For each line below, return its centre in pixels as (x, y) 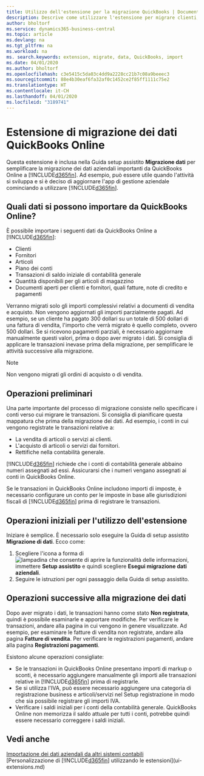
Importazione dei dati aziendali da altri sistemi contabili (75, 754)
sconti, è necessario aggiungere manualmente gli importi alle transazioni (106, 675)
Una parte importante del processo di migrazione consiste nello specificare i (102, 408)
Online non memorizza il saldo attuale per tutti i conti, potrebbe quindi (102, 714)
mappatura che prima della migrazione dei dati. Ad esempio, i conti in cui (97, 421)
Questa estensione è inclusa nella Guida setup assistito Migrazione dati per (101, 162)
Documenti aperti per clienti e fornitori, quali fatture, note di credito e (101, 288)
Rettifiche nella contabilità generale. (60, 452)
